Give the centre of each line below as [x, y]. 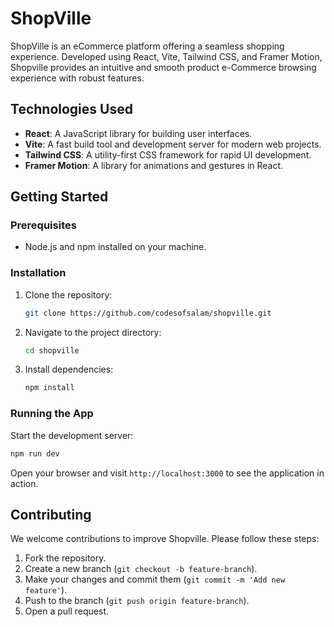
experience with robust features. [77, 78]
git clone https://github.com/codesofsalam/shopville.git [148, 313]
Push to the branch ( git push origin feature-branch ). [137, 601]
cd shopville [52, 350]
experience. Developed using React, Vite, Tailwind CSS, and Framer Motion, [166, 56]
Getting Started [59, 197]
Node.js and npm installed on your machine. [115, 247]
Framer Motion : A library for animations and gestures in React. [154, 165]
